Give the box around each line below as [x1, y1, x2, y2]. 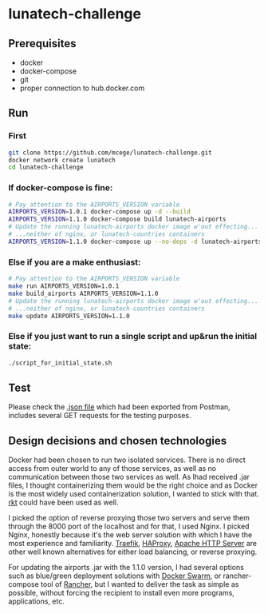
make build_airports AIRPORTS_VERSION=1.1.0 [8, 289, 159, 297]
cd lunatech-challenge [8, 163, 84, 172]
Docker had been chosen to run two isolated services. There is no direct [8, 455, 246, 464]
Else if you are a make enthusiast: [8, 257, 141, 268]
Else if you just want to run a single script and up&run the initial [8, 331, 258, 342]
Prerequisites [8, 37, 77, 50]
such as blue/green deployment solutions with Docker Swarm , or [8, 571, 222, 580]
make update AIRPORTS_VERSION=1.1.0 [8, 312, 130, 320]
